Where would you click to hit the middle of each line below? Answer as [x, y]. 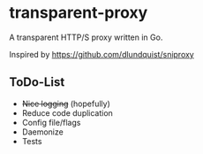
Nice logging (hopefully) [66, 104]
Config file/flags [51, 122]
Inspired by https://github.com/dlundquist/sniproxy [101, 54]
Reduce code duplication [67, 112]
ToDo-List [37, 82]
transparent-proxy [79, 13]
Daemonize [42, 132]
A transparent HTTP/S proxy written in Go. [86, 37]
